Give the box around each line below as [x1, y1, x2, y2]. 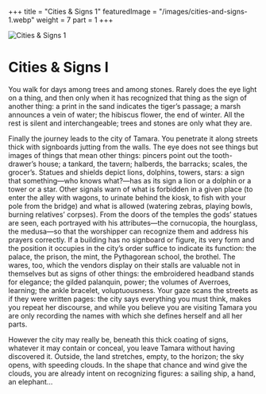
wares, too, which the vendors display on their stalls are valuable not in [8, 260, 241, 269]
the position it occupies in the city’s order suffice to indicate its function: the [8, 243, 256, 253]
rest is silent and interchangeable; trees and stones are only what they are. [8, 118, 253, 128]
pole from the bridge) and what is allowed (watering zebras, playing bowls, [8, 201, 253, 211]
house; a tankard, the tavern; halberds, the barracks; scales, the [38, 159, 248, 168]
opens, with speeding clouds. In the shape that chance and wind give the [8, 360, 248, 369]
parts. [8, 319, 28, 329]
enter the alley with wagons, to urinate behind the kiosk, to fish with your [8, 192, 246, 202]
